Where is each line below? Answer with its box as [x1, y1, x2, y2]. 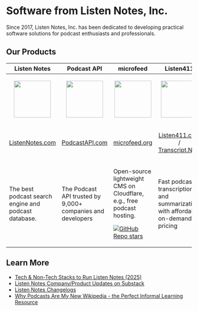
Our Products [6, 47, 57, 57]
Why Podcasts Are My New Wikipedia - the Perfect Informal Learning [14, 292, 183, 299]
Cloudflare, [113, 189, 144, 197]
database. [9, 214, 37, 222]
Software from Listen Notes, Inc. [6, 4, 168, 18]
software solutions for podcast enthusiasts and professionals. [6, 29, 156, 37]
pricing [158, 221, 178, 230]
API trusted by [61, 192, 101, 200]
